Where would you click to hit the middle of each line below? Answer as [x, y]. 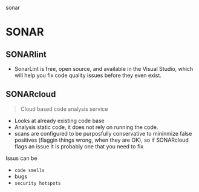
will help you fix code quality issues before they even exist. [88, 75]
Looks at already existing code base [60, 121]
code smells [29, 170]
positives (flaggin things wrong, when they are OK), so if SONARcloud [101, 140]
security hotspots [38, 183]
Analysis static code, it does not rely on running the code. [86, 127]
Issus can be [21, 158]
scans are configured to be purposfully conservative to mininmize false [103, 133]
